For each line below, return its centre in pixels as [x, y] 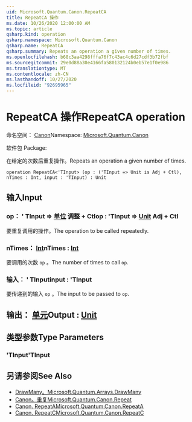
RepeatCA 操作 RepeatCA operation [96, 117]
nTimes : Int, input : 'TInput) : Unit [56, 177]
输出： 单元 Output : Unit [52, 315]
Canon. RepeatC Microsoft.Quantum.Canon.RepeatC [79, 412]
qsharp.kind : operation [36, 35]
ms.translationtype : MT [36, 68]
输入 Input [24, 198]
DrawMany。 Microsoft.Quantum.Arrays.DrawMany [78, 392]
